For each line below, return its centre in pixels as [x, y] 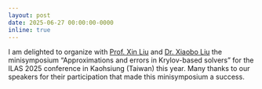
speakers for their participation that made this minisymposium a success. [126, 77]
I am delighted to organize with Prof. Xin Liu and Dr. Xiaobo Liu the [115, 52]
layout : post [29, 15]
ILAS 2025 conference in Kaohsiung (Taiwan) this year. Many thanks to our [129, 69]
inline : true [29, 30]
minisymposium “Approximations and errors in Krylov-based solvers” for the [131, 60]
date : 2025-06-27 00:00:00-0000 [61, 23]
